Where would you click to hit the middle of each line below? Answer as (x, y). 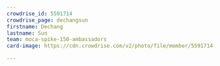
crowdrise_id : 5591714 (39, 14)
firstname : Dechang (35, 26)
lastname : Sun (27, 33)
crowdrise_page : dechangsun (47, 20)
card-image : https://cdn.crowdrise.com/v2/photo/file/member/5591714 (110, 46)
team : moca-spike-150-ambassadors (57, 40)
